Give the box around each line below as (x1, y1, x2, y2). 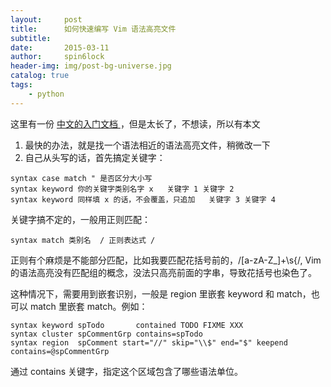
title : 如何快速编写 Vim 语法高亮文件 (10, 24, 177, 34)
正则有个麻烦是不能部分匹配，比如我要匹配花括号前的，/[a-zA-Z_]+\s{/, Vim (10, 254, 322, 266)
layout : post (10, 14, 83, 25)
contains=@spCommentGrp (10, 346, 110, 356)
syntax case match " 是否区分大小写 (10, 173, 153, 183)
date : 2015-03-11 (10, 42, 110, 53)
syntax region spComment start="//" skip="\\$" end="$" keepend (10, 337, 288, 348)
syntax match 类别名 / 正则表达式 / (10, 235, 156, 245)
